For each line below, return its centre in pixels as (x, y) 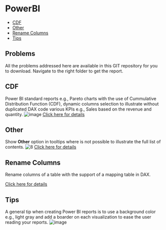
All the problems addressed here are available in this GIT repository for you (82, 65)
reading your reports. (27, 222)
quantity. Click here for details (45, 114)
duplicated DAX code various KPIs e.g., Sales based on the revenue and (78, 109)
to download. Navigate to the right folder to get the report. (64, 71)
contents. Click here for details (41, 147)
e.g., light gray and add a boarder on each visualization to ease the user (78, 217)
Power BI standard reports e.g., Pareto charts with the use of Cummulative (81, 98)
